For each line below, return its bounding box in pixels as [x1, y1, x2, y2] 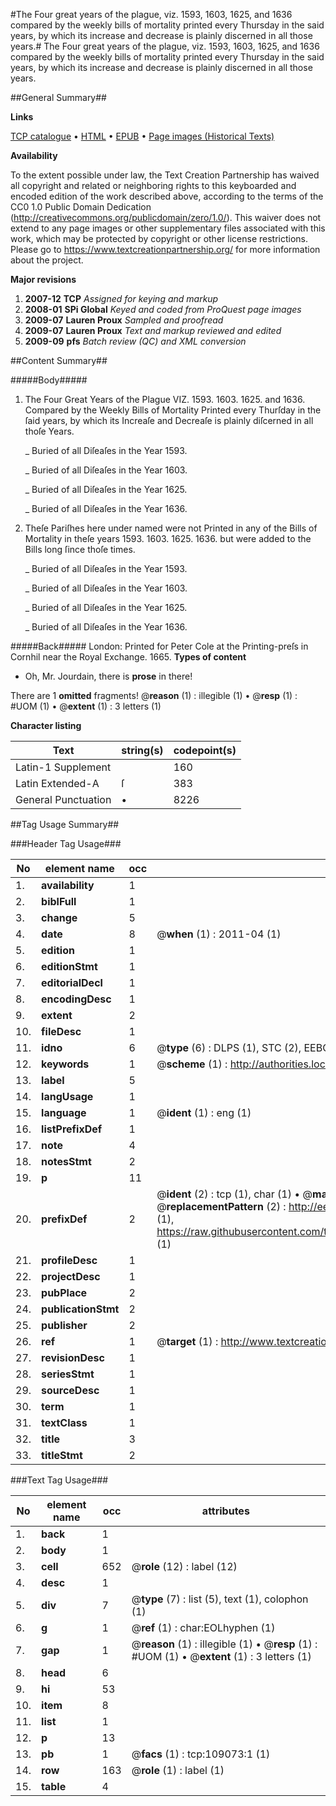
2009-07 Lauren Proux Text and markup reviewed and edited [24, 325, 282, 336]
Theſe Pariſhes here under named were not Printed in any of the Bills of [24, 522, 318, 534]
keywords [41, 1057, 90, 1071]
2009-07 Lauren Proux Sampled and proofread [24, 314, 224, 326]
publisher [41, 1319, 88, 1332]
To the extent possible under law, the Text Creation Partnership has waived [10, 169, 320, 181]
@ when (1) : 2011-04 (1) [156, 927, 282, 941]
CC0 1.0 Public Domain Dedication [10, 201, 152, 213]
